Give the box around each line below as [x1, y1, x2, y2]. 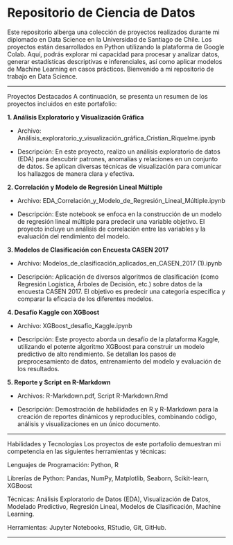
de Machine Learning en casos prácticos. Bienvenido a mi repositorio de [7, 65, 214, 73]
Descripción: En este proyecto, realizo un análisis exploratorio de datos [17, 147, 221, 156]
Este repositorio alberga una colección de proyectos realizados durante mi [7, 28, 220, 36]
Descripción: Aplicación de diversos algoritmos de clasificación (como [17, 272, 219, 281]
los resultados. [17, 364, 60, 373]
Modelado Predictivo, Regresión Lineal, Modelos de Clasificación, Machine [7, 502, 221, 510]
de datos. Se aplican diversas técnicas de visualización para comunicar [17, 162, 222, 170]
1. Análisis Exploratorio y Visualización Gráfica [7, 113, 144, 121]
